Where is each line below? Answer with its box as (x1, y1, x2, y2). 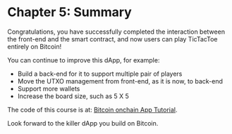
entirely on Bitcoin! (7, 42, 62, 51)
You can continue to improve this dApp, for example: (7, 55, 160, 64)
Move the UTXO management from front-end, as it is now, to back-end (17, 76, 224, 85)
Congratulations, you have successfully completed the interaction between (7, 27, 226, 36)
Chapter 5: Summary (7, 4, 132, 20)
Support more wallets (17, 84, 80, 93)
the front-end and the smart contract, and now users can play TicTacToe (7, 34, 218, 43)
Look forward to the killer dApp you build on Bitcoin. (7, 119, 159, 127)
